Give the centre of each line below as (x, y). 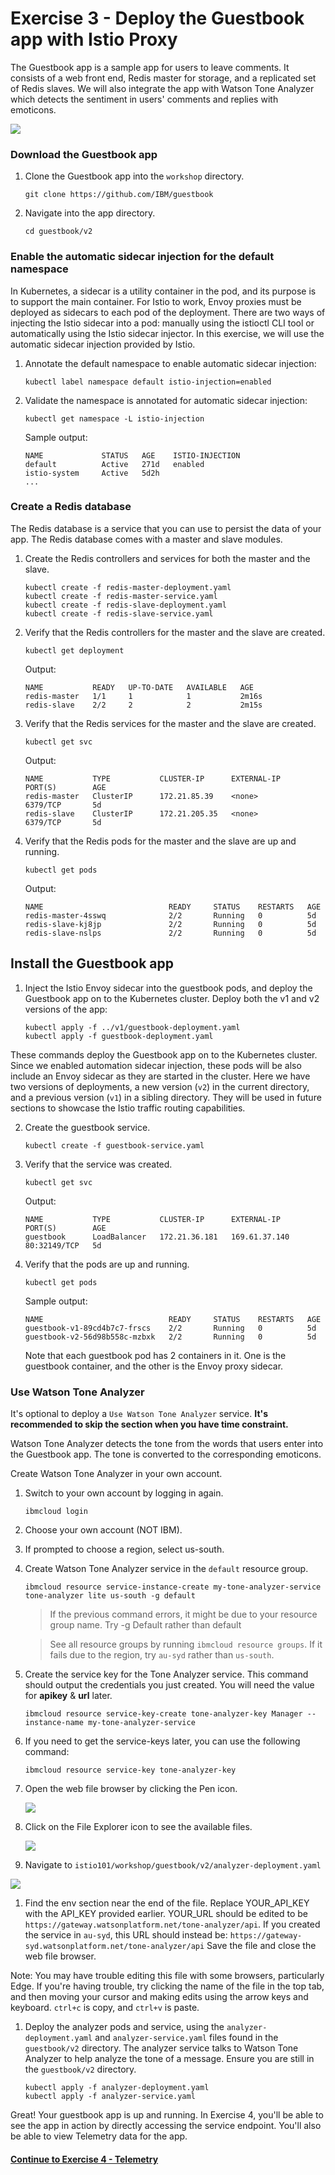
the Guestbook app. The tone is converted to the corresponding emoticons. (166, 1454)
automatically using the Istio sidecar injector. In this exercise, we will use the (167, 333)
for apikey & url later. (68, 1695)
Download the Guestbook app (84, 154)
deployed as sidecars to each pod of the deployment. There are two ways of (168, 312)
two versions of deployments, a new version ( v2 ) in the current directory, (160, 1086)
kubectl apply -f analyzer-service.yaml (110, 2096)
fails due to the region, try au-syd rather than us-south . (162, 1654)
